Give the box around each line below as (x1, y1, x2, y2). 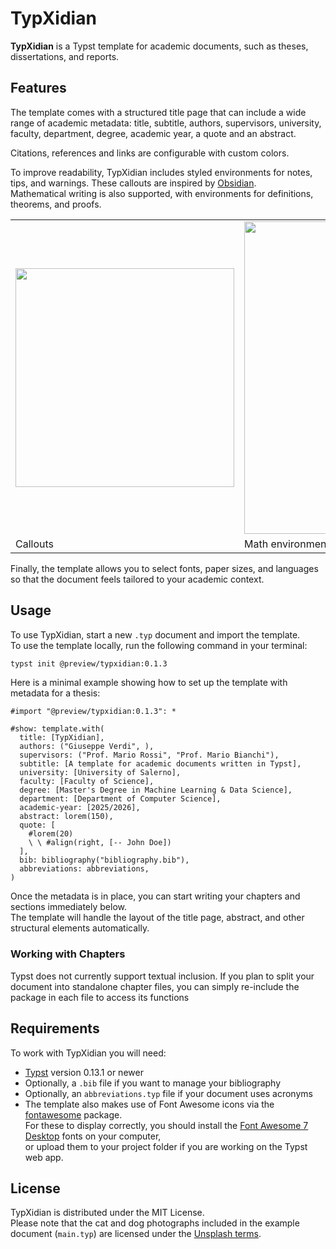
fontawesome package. (24, 1108, 123, 1121)
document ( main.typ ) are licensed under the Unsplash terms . (10, 1228, 262, 1240)
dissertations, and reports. (10, 50, 120, 62)
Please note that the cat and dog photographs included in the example (10, 1217, 300, 1229)
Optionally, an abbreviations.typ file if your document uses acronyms (24, 1087, 313, 1099)
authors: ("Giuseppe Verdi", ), (19, 742, 155, 752)
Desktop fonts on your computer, (24, 1130, 162, 1142)
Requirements (10, 1020, 100, 1037)
